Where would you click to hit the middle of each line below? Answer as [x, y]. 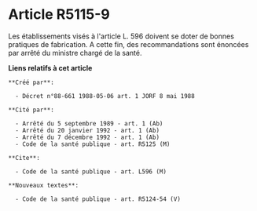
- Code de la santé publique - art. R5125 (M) [93, 144]
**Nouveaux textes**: [44, 185]
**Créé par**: [31, 82]
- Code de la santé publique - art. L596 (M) [91, 171]
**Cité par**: [31, 110]
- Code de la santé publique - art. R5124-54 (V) [98, 199]
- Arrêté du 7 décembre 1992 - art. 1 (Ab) [87, 137]
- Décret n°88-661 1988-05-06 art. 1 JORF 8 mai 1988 [105, 96]
